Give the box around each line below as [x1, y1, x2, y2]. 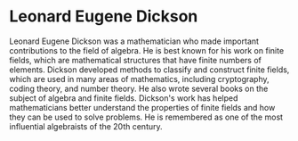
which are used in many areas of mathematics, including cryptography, [9, 73, 270, 84]
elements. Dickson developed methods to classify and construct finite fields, [9, 64, 290, 75]
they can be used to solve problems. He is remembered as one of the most [9, 112, 283, 122]
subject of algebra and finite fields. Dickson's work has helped [9, 92, 238, 104]
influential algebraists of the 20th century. [9, 120, 163, 131]
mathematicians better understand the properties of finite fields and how [9, 102, 276, 112]
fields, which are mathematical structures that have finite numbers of [9, 54, 262, 65]
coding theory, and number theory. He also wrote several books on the [9, 83, 269, 94]
